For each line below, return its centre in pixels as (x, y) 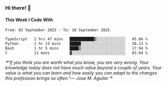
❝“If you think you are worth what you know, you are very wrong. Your (77, 62)
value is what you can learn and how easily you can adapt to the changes (81, 73)
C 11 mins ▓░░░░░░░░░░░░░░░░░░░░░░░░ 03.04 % (77, 53)
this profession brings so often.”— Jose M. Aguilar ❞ (59, 78)
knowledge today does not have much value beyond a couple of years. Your (83, 67)
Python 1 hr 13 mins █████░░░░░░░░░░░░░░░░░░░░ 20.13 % (77, 43)
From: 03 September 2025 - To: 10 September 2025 (58, 30)
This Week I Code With (29, 20)
